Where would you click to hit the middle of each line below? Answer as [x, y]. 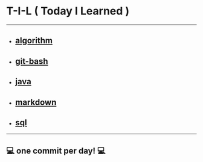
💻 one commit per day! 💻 [56, 151]
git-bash [31, 61]
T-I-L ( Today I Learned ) [68, 11]
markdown [36, 102]
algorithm [34, 41]
